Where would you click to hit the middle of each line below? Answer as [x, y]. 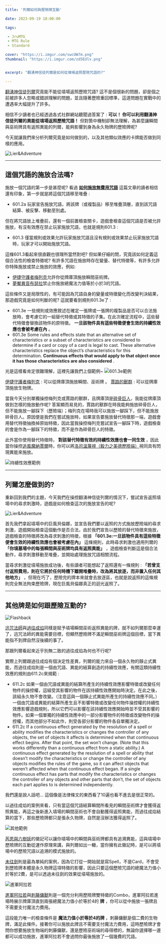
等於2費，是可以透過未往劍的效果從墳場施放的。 [58, 874]
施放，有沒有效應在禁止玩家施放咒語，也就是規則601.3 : [62, 227]
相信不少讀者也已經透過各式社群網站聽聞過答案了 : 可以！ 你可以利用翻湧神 [81, 114]
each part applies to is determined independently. [63, 785]
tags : [11, 28]
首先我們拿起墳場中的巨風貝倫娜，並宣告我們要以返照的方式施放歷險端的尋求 [83, 524]
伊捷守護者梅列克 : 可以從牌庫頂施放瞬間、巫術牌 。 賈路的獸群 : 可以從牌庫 [82, 382]
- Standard [18, 46]
